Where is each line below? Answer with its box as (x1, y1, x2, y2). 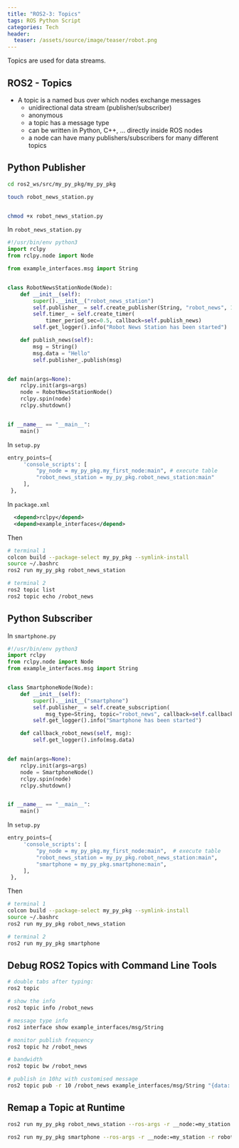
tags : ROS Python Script (7, 17, 81, 24)
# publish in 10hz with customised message (7, 1075, 139, 1083)
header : (7, 30, 31, 38)
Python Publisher (7, 161, 86, 174)
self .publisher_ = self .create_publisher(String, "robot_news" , (33, 304, 228, 311)
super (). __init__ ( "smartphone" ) (33, 697, 129, 704)
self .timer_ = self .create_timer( (33, 311, 135, 318)
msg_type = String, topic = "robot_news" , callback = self (45, 710, 205, 718)
